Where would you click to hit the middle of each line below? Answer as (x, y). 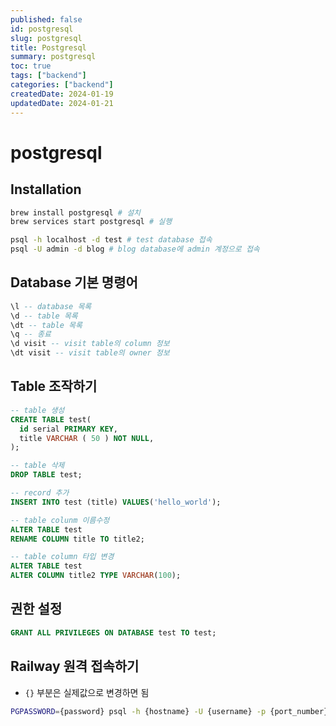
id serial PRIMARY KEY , (68, 429)
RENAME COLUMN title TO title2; (77, 539)
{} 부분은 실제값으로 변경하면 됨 (87, 692)
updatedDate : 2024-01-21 (62, 103)
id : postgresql (42, 29)
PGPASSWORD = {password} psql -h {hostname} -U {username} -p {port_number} (169, 711)
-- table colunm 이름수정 (60, 520)
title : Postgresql (48, 47)
